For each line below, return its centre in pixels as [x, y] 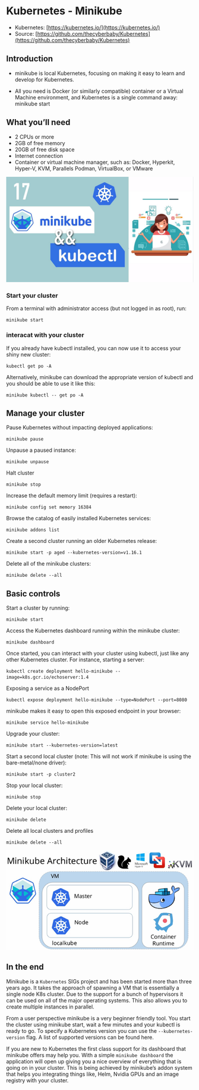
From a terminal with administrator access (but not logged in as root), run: [97, 308]
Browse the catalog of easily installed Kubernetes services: [79, 519]
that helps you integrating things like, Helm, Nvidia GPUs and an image [93, 1074]
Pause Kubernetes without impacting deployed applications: [80, 427]
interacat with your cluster [45, 335]
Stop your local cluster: [34, 786]
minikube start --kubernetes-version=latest [62, 745]
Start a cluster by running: [38, 608]
